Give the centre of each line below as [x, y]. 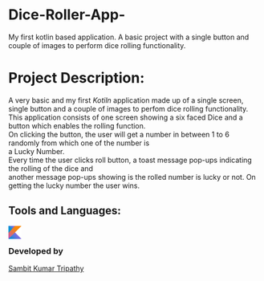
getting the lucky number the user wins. [74, 185]
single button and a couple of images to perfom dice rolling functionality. [128, 108]
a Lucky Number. [37, 151]
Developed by [36, 250]
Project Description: [77, 78]
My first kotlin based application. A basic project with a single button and [129, 37]
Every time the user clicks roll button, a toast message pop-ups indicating [130, 160]
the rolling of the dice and [51, 168]
